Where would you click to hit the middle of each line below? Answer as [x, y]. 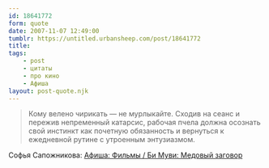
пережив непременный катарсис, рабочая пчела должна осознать [144, 123]
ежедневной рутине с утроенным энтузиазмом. [112, 140]
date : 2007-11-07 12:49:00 [54, 31]
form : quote [28, 23]
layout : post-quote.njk [49, 91]
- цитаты [38, 69]
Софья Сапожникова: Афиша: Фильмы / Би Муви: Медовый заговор [126, 155]
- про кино [41, 76]
